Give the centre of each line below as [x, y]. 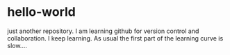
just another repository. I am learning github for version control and [103, 31]
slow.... [17, 45]
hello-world [42, 12]
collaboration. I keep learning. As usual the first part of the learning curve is [115, 38]
